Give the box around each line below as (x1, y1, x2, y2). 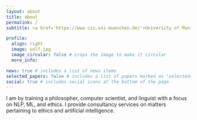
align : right (11, 41, 43, 47)
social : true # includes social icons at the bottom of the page (6, 78, 169, 85)
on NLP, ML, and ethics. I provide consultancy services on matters (6, 101, 167, 108)
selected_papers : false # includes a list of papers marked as (6, 73, 164, 79)
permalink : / (6, 19, 38, 25)
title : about (6, 14, 38, 20)
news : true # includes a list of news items (6, 68, 117, 74)
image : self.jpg (11, 46, 51, 53)
